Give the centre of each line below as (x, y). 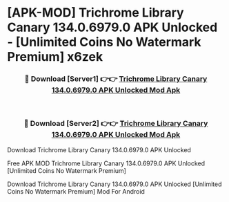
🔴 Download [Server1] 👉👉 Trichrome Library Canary (116, 79)
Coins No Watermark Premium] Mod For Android (76, 191)
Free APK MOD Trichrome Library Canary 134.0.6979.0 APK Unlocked (106, 163)
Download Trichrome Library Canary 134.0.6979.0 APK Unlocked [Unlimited (114, 184)
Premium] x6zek (55, 57)
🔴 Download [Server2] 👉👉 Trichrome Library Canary (116, 124)
